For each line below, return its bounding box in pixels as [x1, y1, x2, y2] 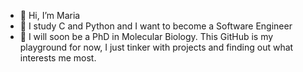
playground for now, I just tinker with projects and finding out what [19, 41, 294, 53]
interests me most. [19, 52, 97, 64]
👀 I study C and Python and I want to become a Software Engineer [19, 20, 293, 32]
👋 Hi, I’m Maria [19, 10, 81, 21]
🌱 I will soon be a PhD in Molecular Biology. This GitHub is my [19, 31, 274, 42]
